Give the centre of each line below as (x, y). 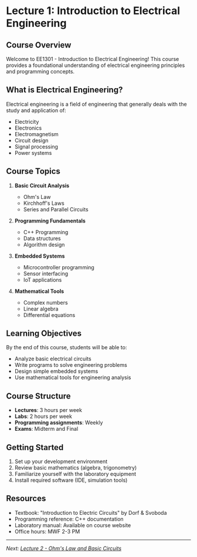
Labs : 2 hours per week (43, 416)
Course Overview (39, 45)
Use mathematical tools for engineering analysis (73, 377)
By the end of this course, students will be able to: (67, 347)
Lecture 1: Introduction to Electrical (93, 11)
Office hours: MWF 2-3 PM (47, 531)
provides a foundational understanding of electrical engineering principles (96, 65)
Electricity (27, 121)
